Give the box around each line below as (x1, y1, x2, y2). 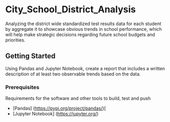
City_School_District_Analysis (5, 4, 136, 15)
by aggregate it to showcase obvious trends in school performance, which (5, 26, 162, 32)
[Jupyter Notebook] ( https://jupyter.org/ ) (12, 111, 99, 117)
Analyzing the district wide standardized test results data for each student (5, 21, 161, 27)
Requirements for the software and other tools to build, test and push (5, 95, 151, 101)
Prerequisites (5, 84, 39, 91)
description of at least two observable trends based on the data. (5, 71, 141, 77)
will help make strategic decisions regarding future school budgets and (5, 31, 155, 37)
